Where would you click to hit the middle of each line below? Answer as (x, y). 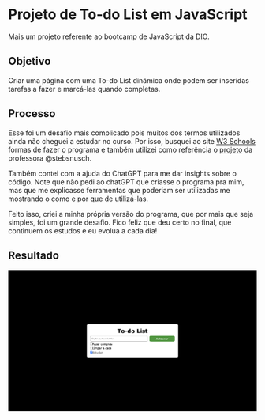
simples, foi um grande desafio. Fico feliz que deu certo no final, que (120, 222)
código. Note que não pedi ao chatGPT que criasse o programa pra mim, (126, 182)
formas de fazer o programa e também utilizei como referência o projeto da (131, 149)
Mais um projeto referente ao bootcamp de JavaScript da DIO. (109, 36)
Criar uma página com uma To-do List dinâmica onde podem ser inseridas (129, 80)
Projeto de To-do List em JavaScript (128, 15)
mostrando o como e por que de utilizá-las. (78, 199)
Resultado (34, 255)
